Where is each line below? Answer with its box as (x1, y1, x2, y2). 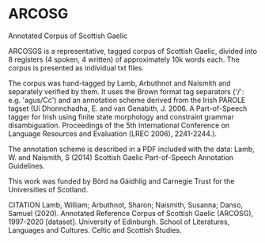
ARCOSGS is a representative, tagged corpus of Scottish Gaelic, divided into (8, 46, 258, 55)
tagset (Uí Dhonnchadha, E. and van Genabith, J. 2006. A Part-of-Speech (8, 104, 248, 113)
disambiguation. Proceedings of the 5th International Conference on (8, 120, 230, 130)
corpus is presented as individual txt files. (8, 63, 145, 72)
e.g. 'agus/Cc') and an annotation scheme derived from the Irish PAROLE (8, 95, 246, 104)
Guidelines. (8, 161, 45, 170)
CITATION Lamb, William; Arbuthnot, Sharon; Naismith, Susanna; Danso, (8, 199, 244, 210)
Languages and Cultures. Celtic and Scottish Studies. (8, 225, 182, 234)
